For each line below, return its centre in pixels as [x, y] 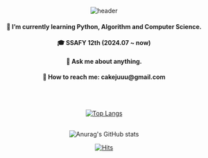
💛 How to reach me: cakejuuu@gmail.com [104, 77]
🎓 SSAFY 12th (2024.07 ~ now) [104, 43]
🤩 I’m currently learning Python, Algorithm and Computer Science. [104, 26]
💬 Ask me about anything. [104, 61]
